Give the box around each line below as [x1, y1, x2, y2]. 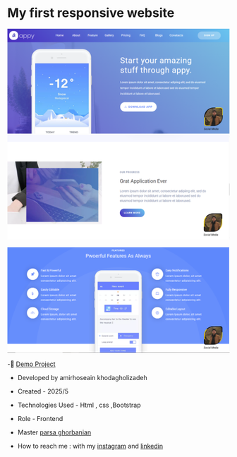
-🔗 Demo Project [7, 360, 56, 368]
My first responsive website [7, 5, 175, 21]
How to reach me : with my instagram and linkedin [17, 442, 164, 451]
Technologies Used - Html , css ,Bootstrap [17, 401, 141, 410]
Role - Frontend [17, 415, 63, 423]
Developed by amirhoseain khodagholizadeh [17, 374, 147, 382]
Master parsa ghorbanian [17, 428, 92, 437]
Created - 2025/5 [17, 387, 69, 396]
